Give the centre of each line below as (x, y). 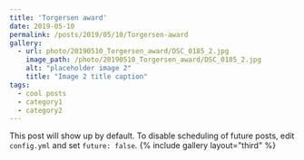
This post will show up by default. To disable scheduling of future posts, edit (152, 136)
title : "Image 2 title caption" (87, 77)
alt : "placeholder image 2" (78, 69)
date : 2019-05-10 (42, 26)
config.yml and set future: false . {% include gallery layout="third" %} (143, 146)
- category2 (40, 110)
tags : (20, 85)
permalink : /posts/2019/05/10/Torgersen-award (99, 34)
